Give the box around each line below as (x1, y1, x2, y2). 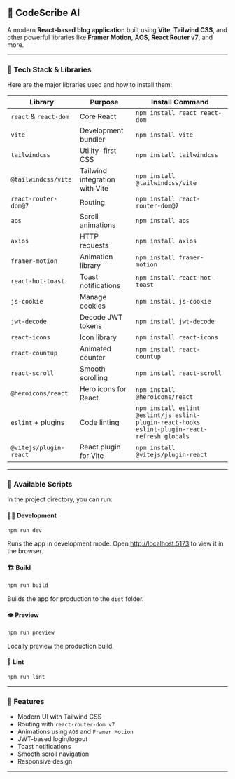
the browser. (7, 547, 44, 555)
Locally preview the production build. (7, 642, 114, 650)
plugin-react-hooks (135, 419, 201, 426)
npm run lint (7, 673, 45, 680)
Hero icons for (79, 384, 127, 394)
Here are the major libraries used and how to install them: (7, 81, 173, 89)
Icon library (79, 332, 117, 342)
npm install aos (135, 217, 190, 225)
